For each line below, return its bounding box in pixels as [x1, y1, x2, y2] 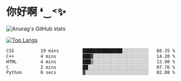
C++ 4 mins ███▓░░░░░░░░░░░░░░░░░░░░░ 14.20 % [6, 53, 176, 59]
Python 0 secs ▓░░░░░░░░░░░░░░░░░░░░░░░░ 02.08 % [6, 70, 176, 76]
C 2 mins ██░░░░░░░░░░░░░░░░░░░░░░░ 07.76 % [6, 64, 176, 70]
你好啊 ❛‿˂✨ [6, 5, 66, 19]
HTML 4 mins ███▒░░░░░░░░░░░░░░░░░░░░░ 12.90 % [6, 59, 176, 65]
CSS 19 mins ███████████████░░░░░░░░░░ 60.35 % [6, 48, 176, 53]
